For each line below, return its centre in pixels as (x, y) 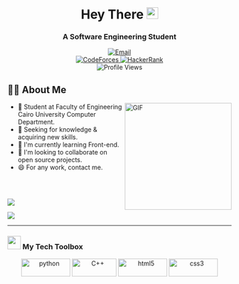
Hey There (112, 15)
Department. (36, 122)
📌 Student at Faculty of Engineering (70, 107)
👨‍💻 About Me (37, 89)
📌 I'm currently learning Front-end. (68, 144)
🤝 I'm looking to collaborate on (63, 152)
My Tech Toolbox (53, 247)
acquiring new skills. (48, 137)
